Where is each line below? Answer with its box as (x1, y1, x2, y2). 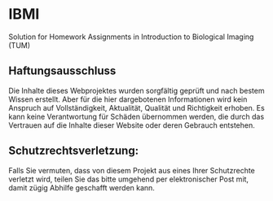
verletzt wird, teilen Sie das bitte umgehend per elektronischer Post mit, (8, 174, 249, 184)
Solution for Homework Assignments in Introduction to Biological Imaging (8, 32, 254, 42)
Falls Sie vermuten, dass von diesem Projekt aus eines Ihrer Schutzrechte (8, 165, 255, 175)
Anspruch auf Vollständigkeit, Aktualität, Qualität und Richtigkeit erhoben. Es (8, 103, 265, 112)
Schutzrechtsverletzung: (8, 144, 139, 158)
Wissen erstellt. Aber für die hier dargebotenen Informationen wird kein (8, 94, 248, 104)
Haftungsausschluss (8, 64, 117, 78)
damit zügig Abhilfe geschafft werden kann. (8, 182, 155, 192)
